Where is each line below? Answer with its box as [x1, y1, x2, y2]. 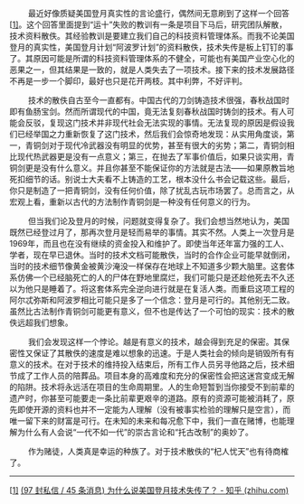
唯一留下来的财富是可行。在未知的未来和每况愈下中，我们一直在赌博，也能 [9, 415, 287, 426]
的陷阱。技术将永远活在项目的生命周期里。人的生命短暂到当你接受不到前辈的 [9, 382, 295, 392]
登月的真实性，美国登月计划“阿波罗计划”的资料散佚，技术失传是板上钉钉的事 [9, 42, 294, 52]
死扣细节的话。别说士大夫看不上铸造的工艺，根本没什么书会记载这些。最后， [9, 174, 295, 184]
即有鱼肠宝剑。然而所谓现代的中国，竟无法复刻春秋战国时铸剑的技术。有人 [9, 107, 287, 117]
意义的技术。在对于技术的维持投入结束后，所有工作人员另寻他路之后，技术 [9, 359, 287, 369]
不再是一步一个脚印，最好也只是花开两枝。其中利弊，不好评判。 [9, 76, 247, 86]
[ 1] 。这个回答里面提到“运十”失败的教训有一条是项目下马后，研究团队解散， [9, 19, 288, 30]
